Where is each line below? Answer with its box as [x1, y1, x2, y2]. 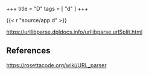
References [6, 46, 51, 56]
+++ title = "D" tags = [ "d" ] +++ [6, 5, 89, 12]
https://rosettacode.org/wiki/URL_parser [6, 61, 107, 68]
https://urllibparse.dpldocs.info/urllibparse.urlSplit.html [6, 28, 143, 35]
